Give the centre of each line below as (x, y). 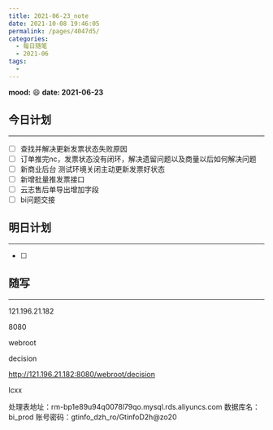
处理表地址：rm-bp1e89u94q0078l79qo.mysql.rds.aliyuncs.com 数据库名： (134, 406)
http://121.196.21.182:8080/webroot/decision (82, 374)
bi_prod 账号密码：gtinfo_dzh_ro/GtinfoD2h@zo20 (93, 417)
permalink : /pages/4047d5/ (54, 31)
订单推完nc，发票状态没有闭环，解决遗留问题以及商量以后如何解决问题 (139, 159)
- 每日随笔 (32, 46)
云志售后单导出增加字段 (59, 189)
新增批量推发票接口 (52, 179)
